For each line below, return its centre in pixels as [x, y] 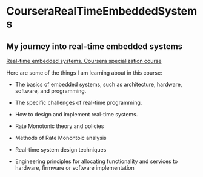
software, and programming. [51, 91]
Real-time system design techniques [61, 149]
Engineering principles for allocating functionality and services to [96, 161]
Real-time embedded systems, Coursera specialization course [84, 61]
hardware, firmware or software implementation [75, 168]
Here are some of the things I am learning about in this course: [84, 73]
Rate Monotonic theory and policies [59, 126]
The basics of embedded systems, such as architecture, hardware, [98, 84]
